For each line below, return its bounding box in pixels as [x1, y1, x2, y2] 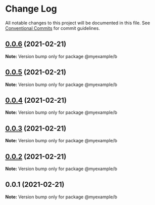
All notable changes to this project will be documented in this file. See [5, 20, 150, 26]
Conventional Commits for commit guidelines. [5, 25, 100, 31]
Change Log [5, 3, 57, 15]
